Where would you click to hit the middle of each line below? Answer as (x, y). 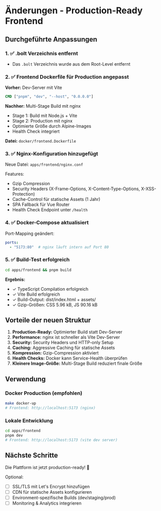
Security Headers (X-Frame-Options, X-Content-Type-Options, (76, 189)
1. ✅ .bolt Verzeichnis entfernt (42, 53)
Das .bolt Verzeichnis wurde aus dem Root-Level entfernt (71, 64)
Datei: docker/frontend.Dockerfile (41, 141)
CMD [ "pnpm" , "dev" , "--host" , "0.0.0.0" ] (49, 97)
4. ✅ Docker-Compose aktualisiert (47, 223)
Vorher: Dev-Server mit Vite (34, 88)
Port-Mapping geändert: (30, 233)
